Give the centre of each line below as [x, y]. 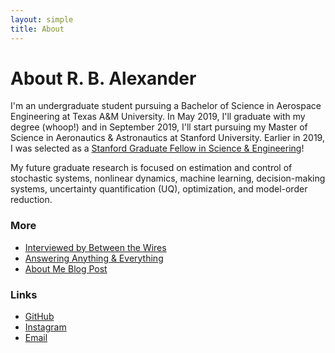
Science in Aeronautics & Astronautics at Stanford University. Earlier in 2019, [167, 138]
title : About [37, 29]
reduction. [31, 200]
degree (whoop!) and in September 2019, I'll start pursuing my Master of [159, 127]
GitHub [39, 317]
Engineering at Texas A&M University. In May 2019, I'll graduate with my [158, 117]
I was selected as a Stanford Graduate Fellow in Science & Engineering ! [157, 148]
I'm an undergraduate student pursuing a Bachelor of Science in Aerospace [166, 106]
